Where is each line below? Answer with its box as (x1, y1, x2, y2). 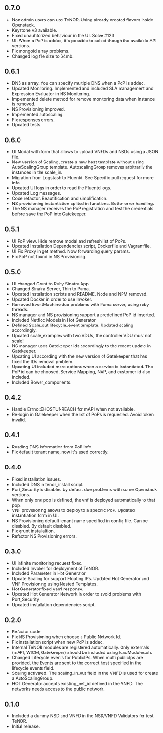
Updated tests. (11, 122, 42, 127)
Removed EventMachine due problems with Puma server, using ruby (11, 302, 149, 307)
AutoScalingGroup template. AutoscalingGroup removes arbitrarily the (11, 164, 153, 170)
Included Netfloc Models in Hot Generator (11, 317, 96, 323)
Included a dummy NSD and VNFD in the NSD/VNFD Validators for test (11, 713, 154, 719)
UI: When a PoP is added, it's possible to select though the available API (11, 38, 157, 43)
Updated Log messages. (11, 190, 61, 196)
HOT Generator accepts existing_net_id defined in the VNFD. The (11, 681, 143, 687)
